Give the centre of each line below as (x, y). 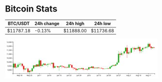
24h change (47, 24)
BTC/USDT (19, 24)
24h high (75, 24)
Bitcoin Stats (31, 9)
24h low (102, 24)
